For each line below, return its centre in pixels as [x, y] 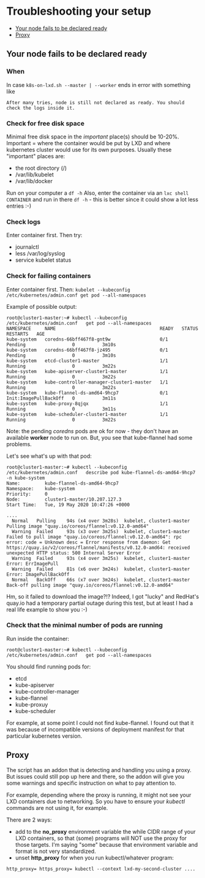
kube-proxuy [32, 704]
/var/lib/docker [34, 181]
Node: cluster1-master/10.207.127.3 [64, 499]
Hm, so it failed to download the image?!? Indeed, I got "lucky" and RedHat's [103, 596]
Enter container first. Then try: [44, 235]
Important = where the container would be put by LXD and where [88, 143]
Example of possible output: [42, 306]
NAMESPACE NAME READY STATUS [102, 328]
